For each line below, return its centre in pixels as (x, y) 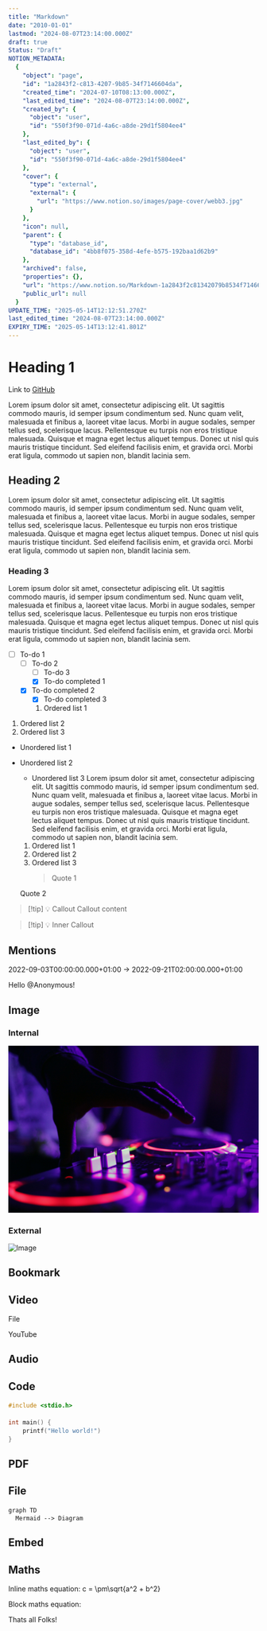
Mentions (33, 950)
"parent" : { (42, 235)
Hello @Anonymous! (42, 985)
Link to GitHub (32, 389)
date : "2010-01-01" (41, 25)
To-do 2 (44, 663)
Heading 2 (35, 481)
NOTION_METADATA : (37, 59)
